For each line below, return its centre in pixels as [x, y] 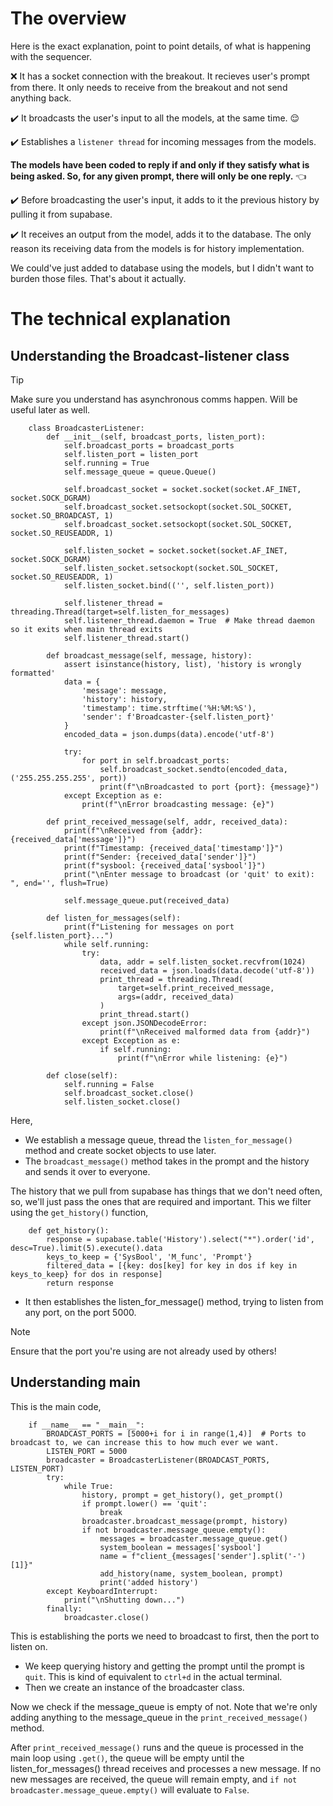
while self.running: [106, 944]
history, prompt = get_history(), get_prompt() [182, 1495]
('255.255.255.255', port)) [69, 778]
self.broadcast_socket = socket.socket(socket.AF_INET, [182, 489]
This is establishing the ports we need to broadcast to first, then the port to [165, 1636]
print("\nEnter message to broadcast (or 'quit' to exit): [189, 874]
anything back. [41, 98]
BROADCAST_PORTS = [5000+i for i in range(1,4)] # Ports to [176, 1433]
